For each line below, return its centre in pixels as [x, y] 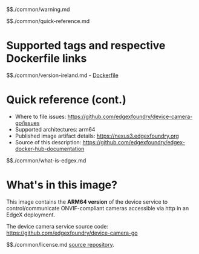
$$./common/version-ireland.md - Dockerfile [63, 75]
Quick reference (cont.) [66, 100]
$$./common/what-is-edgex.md [46, 160]
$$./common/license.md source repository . [60, 244]
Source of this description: [48, 142]
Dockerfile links [47, 58]
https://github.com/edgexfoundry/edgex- [134, 142]
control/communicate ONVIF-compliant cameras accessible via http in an [98, 208]
